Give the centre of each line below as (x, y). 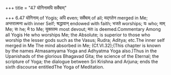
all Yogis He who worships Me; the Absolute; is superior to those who (78, 35)
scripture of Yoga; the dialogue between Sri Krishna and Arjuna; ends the (82, 61)
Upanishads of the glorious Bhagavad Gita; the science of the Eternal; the (82, 56)
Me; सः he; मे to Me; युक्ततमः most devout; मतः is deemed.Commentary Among (83, 29)
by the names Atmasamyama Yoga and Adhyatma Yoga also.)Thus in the (81, 51)
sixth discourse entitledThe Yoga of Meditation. (55, 67)
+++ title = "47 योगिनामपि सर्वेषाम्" (36, 8)
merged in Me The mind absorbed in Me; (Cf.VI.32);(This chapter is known (83, 46)
